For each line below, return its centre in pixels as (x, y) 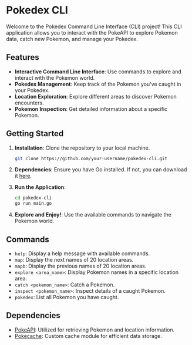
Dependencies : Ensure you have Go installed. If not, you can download (101, 170)
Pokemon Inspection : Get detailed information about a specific (91, 109)
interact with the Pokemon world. (55, 77)
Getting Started (35, 133)
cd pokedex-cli (33, 198)
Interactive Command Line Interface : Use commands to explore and (98, 72)
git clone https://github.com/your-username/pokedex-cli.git (91, 158)
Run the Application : (40, 187)
